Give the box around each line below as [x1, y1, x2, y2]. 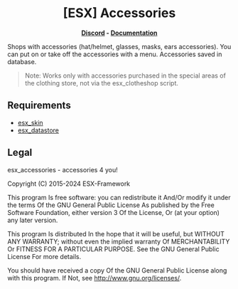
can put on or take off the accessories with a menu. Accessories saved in [7, 50, 222, 58]
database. [7, 57, 37, 65]
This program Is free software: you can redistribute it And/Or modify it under [7, 193, 231, 201]
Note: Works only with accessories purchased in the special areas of [24, 71, 226, 80]
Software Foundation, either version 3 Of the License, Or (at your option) [7, 208, 220, 216]
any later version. [7, 216, 58, 224]
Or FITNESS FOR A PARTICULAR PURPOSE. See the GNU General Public [7, 244, 220, 253]
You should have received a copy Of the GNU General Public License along [7, 266, 227, 275]
